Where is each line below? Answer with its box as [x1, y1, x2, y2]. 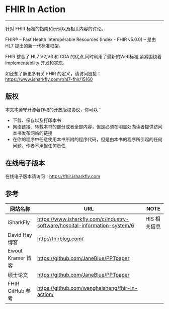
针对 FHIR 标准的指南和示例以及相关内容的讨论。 [5, 25, 106, 31]
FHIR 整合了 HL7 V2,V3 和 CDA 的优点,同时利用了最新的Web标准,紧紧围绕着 [5, 53, 162, 59]
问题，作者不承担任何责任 [12, 143, 66, 149]
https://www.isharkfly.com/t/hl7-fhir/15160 [5, 76, 93, 82]
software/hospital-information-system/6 [37, 222, 134, 229]
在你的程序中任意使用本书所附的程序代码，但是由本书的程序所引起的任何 [12, 136, 162, 142]
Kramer [8, 254, 26, 261]
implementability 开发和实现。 [5, 60, 67, 66]
